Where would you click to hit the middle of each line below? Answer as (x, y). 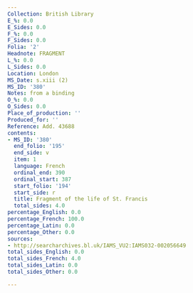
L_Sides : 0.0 (27, 67)
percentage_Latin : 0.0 (41, 225)
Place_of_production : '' (44, 113)
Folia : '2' (24, 47)
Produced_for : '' (33, 119)
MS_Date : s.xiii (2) (38, 80)
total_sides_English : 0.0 (46, 252)
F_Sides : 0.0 (27, 41)
